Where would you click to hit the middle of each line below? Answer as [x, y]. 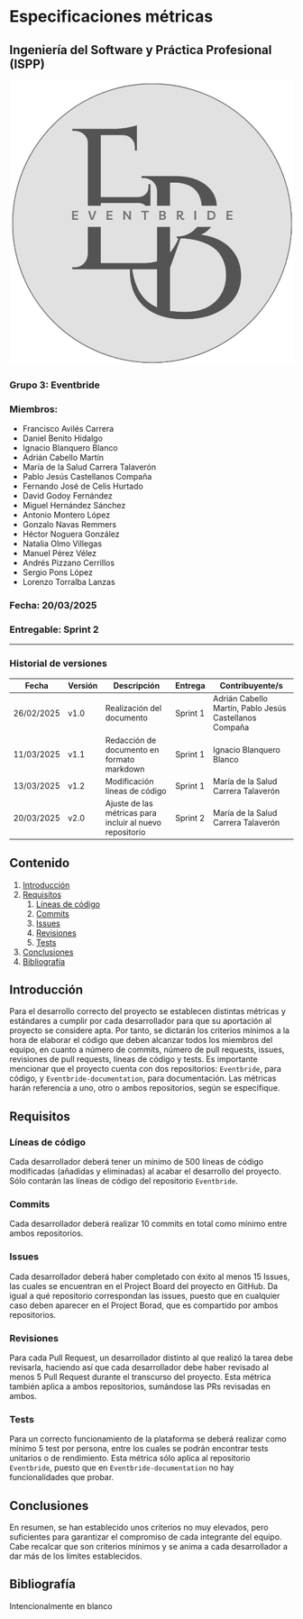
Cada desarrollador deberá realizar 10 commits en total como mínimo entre [148, 1224]
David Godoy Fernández [67, 496]
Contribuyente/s [251, 686]
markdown [125, 769]
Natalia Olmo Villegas [62, 544]
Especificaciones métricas [111, 17]
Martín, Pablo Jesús [250, 709]
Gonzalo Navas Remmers [69, 525]
